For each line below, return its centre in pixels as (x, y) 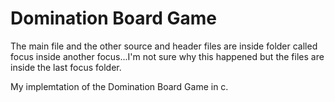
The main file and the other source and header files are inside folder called (164, 46)
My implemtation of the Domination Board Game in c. (119, 86)
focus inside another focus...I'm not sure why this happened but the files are (167, 56)
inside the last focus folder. (66, 67)
